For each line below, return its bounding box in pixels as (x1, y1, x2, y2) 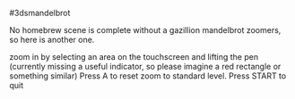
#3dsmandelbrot (9, 8, 71, 18)
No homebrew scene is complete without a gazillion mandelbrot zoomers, (9, 25, 282, 35)
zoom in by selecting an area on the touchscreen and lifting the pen (9, 52, 258, 62)
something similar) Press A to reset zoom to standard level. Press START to (9, 70, 287, 81)
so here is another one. (9, 35, 95, 45)
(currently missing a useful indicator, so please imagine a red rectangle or (9, 62, 282, 71)
